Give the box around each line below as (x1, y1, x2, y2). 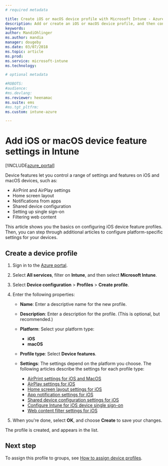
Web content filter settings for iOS (27, 408, 97, 413)
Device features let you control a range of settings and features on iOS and (5, 172, 159, 178)
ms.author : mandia (5, 35, 43, 40)
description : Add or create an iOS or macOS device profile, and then (5, 21, 155, 26)
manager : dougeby (5, 40, 41, 45)
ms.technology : (5, 63, 37, 68)
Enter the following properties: (12, 292, 75, 297)
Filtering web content (12, 214, 56, 220)
